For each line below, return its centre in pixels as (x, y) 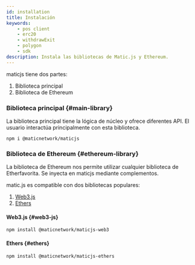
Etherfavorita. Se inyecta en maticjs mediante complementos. (82, 174)
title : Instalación (31, 18)
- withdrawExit (36, 40)
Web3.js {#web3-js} (32, 217)
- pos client (34, 29)
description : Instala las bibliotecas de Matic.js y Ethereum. (88, 57)
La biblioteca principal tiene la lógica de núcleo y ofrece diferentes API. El (98, 121)
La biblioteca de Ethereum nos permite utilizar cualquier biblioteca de (93, 167)
